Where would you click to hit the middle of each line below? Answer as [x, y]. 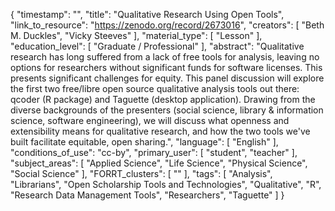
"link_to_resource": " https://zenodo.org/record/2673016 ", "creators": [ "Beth [167, 25]
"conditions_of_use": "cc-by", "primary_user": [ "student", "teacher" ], [154, 152]
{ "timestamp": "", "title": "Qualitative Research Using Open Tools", [147, 14]
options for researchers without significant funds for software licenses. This [166, 67]
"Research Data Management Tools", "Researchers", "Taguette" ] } [147, 195]
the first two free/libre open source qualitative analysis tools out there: [155, 88]
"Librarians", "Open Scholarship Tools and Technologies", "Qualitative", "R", [166, 184]
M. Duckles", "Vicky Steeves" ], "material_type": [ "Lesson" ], [136, 35]
